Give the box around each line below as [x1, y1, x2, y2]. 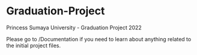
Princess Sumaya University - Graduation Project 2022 [6, 24, 142, 31]
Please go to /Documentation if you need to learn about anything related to [6, 35, 192, 42]
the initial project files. [6, 42, 61, 49]
